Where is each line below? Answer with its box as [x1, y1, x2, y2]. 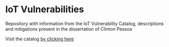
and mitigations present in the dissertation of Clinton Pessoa [5, 26, 132, 32]
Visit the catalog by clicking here [5, 36, 74, 42]
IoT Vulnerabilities [5, 4, 84, 15]
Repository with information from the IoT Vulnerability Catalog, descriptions [5, 20, 164, 27]
